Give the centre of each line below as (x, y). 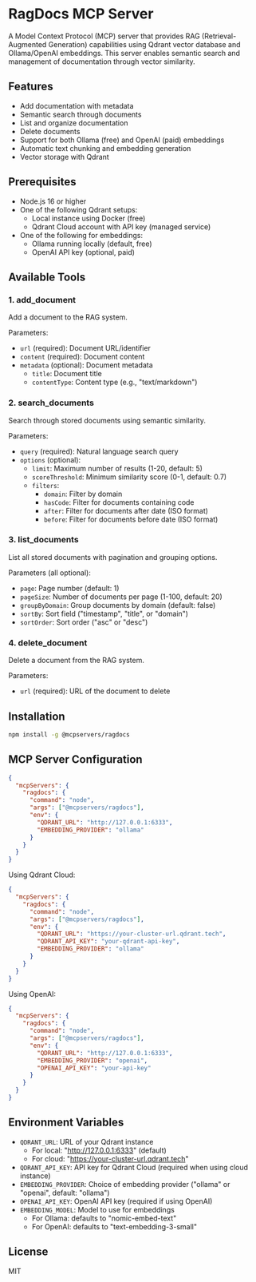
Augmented (28, 44)
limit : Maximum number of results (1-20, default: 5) (117, 468)
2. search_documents (51, 403)
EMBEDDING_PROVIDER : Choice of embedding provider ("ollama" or (125, 1184)
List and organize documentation (74, 123)
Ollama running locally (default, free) (92, 244)
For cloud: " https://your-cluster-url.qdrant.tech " (110, 1158)
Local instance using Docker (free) (89, 218)
